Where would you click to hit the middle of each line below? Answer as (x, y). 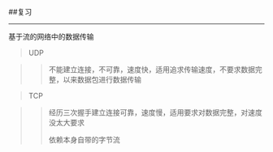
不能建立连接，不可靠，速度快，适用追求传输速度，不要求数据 (152, 70)
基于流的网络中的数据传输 (51, 36)
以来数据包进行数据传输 (102, 80)
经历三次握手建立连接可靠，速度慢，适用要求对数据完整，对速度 (155, 112)
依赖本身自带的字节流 (84, 139)
